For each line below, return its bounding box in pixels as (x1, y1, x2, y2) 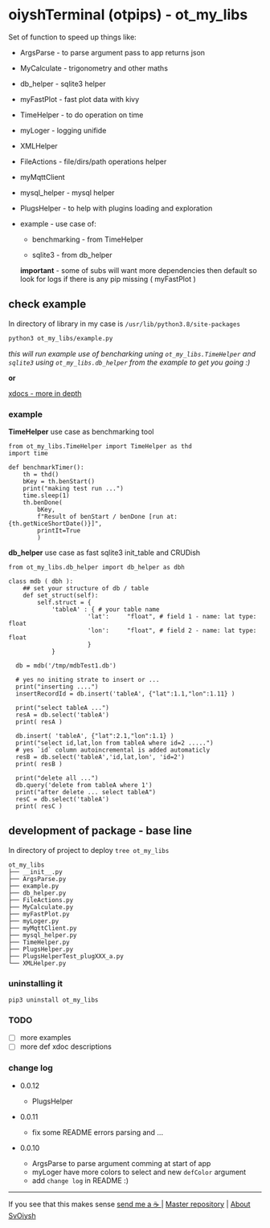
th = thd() (22, 470, 59, 479)
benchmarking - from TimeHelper (31, 235, 144, 244)
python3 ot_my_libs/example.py (8, 334, 113, 342)
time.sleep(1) (22, 492, 70, 500)
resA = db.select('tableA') (15, 711, 110, 719)
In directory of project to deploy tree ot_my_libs (8, 845, 170, 855)
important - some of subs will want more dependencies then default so (19, 265, 257, 275)
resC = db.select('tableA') (15, 795, 110, 803)
